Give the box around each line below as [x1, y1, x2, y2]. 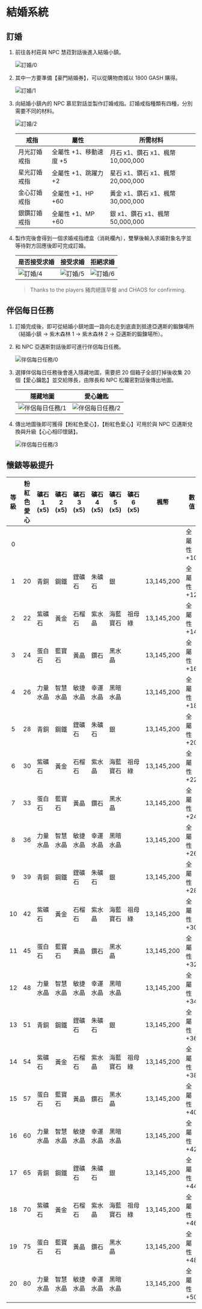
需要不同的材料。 [14, 107, 58, 115]
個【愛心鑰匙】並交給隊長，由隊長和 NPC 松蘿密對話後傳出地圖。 [14, 376, 177, 383]
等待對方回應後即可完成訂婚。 [14, 242, 89, 249]
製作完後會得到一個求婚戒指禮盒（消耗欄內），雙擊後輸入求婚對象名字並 [14, 235, 192, 241]
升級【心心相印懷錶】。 [25, 428, 81, 435]
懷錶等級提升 [6, 460, 54, 471]
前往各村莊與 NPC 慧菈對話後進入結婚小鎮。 [14, 49, 124, 56]
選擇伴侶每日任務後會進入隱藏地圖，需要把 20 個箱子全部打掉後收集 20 [14, 369, 191, 376]
